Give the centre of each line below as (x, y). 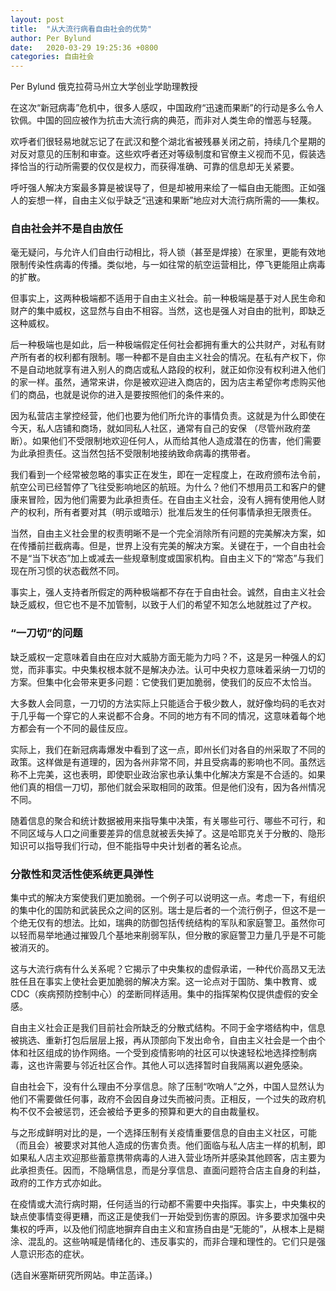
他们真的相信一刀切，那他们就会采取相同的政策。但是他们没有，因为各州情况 (168, 787)
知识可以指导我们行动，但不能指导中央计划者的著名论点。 (128, 845)
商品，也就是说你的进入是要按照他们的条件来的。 (128, 395)
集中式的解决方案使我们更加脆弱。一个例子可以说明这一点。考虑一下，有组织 (168, 898)
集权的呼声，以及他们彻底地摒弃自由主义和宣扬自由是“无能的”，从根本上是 (163, 1229)
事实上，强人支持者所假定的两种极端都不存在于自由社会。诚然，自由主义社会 (168, 592)
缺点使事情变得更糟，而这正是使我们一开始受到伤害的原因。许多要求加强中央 (168, 1217)
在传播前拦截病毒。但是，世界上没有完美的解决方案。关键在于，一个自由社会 (168, 546)
